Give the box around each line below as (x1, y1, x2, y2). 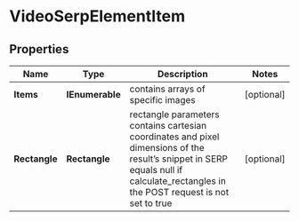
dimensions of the (129, 142, 205, 154)
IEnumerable (66, 89, 122, 100)
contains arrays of (129, 83, 206, 95)
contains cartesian (129, 120, 207, 131)
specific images (129, 94, 196, 106)
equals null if (129, 164, 183, 176)
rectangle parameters (129, 108, 220, 121)
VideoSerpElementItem (9, 6, 186, 27)
